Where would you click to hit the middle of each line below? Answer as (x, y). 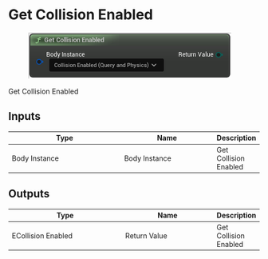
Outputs (29, 194)
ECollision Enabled (42, 235)
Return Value (146, 235)
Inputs (25, 116)
